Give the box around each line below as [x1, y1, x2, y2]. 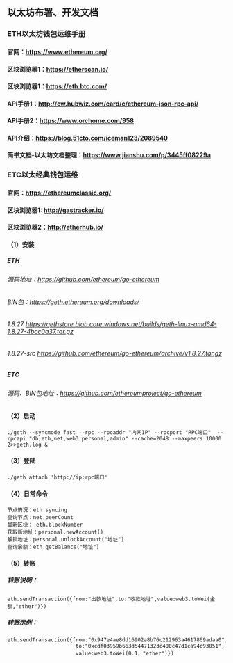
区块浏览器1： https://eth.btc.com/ [7, 82, 107, 90]
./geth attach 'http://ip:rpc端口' [7, 474, 108, 481]
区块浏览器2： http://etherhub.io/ [7, 223, 104, 232]
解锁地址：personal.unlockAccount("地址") [7, 536, 125, 543]
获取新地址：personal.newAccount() [7, 529, 104, 536]
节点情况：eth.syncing [7, 506, 68, 513]
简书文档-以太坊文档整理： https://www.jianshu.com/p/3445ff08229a [7, 151, 212, 159]
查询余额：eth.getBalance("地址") [7, 543, 100, 551]
